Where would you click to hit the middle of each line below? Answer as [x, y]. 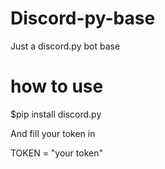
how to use [57, 86]
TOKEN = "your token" [56, 153]
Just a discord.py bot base [65, 46]
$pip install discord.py [56, 114]
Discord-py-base [83, 18]
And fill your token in [53, 133]
